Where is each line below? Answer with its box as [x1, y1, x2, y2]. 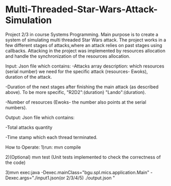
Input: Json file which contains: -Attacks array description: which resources [5, 63, 164, 69]
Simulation [5, 14, 52, 26]
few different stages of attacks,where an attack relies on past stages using [5, 42, 162, 48]
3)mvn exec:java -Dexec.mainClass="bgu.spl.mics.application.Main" [5, 169, 150, 175]
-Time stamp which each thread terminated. [5, 134, 98, 140]
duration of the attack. [5, 74, 52, 80]
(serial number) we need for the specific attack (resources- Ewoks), [5, 68, 148, 75]
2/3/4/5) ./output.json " [66, 175, 115, 181]
